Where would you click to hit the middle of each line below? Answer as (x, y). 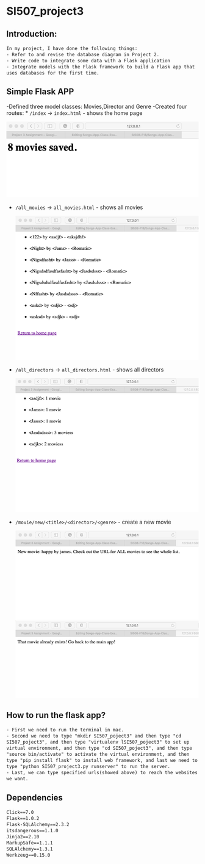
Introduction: (32, 34)
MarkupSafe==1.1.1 (30, 843)
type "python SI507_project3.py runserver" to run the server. (88, 767)
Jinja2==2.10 (23, 837)
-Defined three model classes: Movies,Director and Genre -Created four (97, 106)
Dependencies (34, 798)
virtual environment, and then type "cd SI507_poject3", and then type (99, 749)
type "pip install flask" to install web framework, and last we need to (102, 761)
